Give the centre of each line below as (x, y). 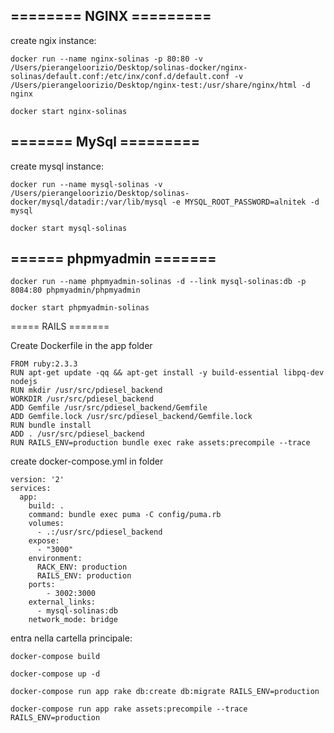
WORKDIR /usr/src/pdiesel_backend (82, 399)
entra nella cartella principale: (71, 638)
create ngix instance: (53, 40)
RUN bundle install (51, 425)
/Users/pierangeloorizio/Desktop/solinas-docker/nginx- (129, 67)
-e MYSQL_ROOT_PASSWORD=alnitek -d (245, 202)
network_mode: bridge (73, 620)
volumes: (46, 524)
